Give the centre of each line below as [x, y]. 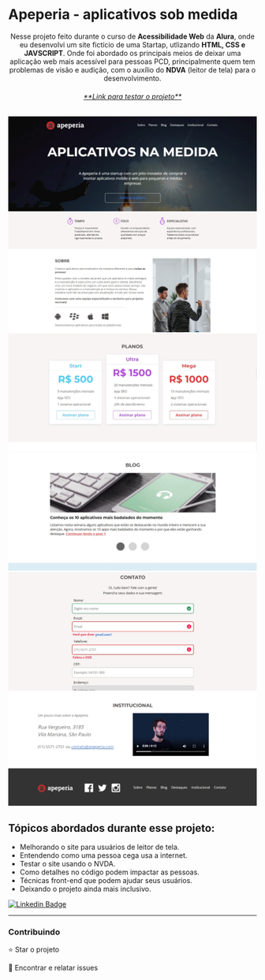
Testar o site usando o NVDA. [67, 863]
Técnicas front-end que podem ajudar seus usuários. [106, 880]
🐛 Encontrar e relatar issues [53, 968]
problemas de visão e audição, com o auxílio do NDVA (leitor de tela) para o [132, 69]
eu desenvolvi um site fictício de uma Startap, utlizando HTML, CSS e [132, 44]
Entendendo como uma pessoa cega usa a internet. [103, 855]
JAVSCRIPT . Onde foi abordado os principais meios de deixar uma [132, 53]
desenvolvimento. [132, 78]
